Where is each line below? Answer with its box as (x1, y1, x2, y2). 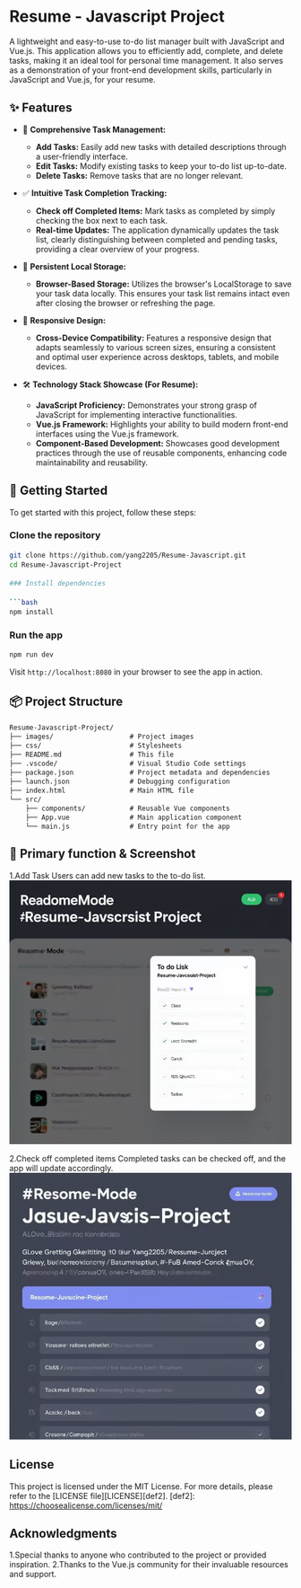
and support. (9, 1569, 56, 1580)
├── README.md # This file (9, 750, 175, 759)
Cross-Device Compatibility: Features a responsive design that (35, 332, 271, 343)
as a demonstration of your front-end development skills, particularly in (9, 65, 272, 75)
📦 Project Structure (9, 693, 124, 709)
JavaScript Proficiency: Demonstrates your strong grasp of (35, 400, 257, 410)
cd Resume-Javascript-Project (9, 560, 123, 569)
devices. (35, 361, 67, 372)
